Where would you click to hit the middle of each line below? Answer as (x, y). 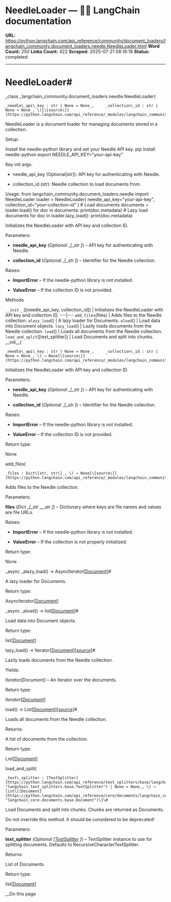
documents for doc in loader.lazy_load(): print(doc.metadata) (69, 215)
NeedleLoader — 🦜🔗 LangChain (73, 10)
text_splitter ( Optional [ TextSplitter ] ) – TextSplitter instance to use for (79, 839)
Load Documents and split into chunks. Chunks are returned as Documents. (85, 809)
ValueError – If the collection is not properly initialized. (70, 542)
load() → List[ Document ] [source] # (41, 709)
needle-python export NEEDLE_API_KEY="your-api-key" (64, 154)
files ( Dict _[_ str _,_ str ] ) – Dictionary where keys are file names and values (83, 507)
